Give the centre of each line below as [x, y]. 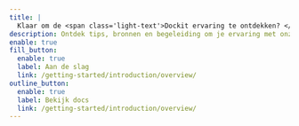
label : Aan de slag [53, 67]
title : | [25, 17]
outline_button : [39, 83]
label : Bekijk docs [53, 100]
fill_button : [33, 51]
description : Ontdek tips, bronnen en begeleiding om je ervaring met [143, 34]
